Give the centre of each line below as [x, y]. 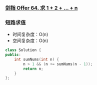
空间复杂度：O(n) [30, 40]
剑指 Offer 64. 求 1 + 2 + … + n [41, 7]
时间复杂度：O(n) [30, 34]
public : [13, 55]
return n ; [33, 68]
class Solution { [23, 50]
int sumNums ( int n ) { [36, 59]
